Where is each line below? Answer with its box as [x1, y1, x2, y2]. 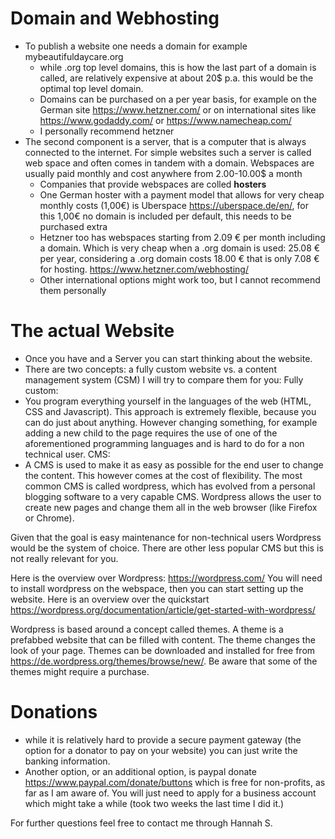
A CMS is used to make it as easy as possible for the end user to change [24, 458, 324, 471]
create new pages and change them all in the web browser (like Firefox [24, 501, 318, 513]
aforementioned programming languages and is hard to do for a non [24, 437, 305, 449]
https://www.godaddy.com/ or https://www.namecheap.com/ [39, 114, 292, 126]
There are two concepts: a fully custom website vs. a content [24, 363, 277, 375]
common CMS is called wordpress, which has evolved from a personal [24, 480, 316, 492]
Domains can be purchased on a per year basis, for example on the [39, 93, 317, 105]
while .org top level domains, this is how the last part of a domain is [39, 61, 317, 73]
